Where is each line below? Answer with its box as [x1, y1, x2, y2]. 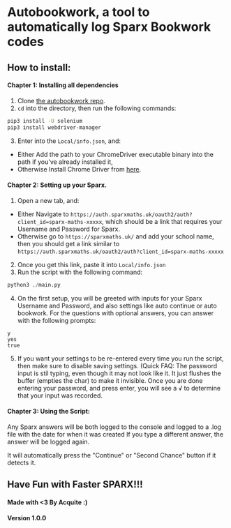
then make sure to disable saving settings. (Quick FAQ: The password [17, 361, 218, 370]
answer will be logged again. [7, 437, 89, 446]
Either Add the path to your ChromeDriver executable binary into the [17, 150, 214, 158]
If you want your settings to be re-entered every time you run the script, [17, 354, 225, 363]
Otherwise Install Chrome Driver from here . [17, 165, 142, 173]
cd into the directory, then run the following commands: [17, 104, 177, 112]
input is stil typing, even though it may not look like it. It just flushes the [17, 369, 221, 377]
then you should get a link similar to [17, 239, 120, 248]
